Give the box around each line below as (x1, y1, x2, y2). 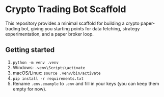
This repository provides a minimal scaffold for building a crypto (5, 20, 140, 26)
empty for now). (12, 86, 47, 92)
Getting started (5, 45, 55, 54)
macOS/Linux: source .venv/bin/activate (12, 70, 101, 76)
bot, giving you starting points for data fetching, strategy (21, 25, 140, 31)
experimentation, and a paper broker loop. (5, 31, 94, 37)
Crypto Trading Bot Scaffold (5, 4, 126, 15)
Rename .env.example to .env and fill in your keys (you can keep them (12, 80, 159, 86)
